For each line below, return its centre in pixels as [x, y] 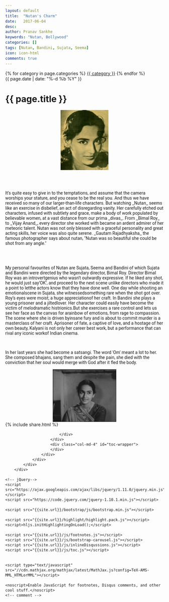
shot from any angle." [26, 243]
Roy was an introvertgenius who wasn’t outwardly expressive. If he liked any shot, [84, 278]
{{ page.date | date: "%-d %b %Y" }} [44, 78]
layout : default [22, 11]
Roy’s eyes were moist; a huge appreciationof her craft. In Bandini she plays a [80, 298]
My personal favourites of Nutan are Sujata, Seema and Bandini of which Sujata [82, 268]
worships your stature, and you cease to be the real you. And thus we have [77, 198]
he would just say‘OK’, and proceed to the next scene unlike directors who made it [84, 283]
